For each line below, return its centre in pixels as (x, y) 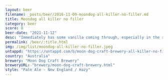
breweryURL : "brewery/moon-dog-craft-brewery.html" (60, 65)
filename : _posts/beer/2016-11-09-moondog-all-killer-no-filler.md (77, 14)
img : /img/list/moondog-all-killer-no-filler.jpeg (59, 47)
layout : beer (19, 10)
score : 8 (14, 28)
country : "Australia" (28, 56)
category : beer (21, 24)
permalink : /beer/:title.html (37, 42)
